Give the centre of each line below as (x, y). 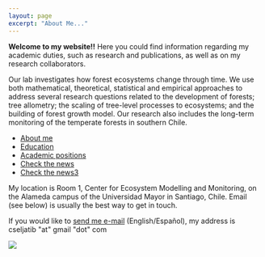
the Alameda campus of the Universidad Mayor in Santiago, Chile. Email (128, 196)
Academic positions (53, 155)
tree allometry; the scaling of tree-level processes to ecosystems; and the (131, 105)
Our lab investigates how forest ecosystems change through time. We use (131, 79)
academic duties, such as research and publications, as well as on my (124, 55)
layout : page (30, 16)
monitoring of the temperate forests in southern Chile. (98, 122)
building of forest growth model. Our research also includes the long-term (131, 113)
